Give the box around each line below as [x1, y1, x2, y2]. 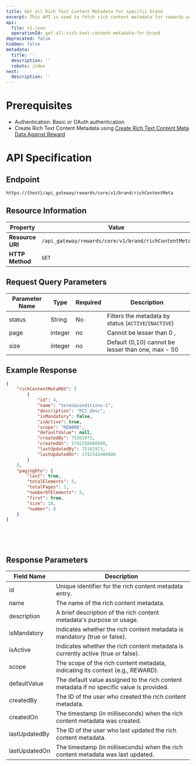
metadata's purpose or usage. [55, 616, 139, 624]
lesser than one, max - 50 [107, 345, 179, 353]
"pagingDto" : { [16, 468, 54, 474]
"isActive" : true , [37, 419, 82, 425]
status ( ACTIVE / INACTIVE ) [107, 319, 174, 327]
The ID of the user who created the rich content [55, 692, 187, 700]
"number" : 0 [27, 506, 57, 512]
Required [75, 298, 101, 306]
